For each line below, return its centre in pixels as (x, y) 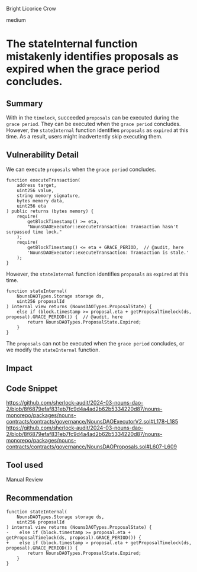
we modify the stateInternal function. (53, 350)
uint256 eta (31, 206)
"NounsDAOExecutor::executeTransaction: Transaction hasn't (103, 227)
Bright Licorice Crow (31, 9)
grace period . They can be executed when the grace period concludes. (93, 124)
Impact (19, 368)
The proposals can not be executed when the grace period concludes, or (95, 343)
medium (16, 20)
